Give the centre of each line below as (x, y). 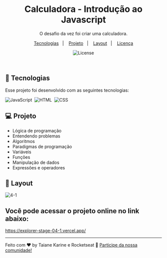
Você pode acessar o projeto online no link (72, 211)
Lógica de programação (37, 130)
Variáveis (22, 152)
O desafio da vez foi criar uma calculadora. (83, 33)
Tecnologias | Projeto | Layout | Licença (83, 43)
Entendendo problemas (36, 136)
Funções (21, 157)
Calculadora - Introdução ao (83, 9)
